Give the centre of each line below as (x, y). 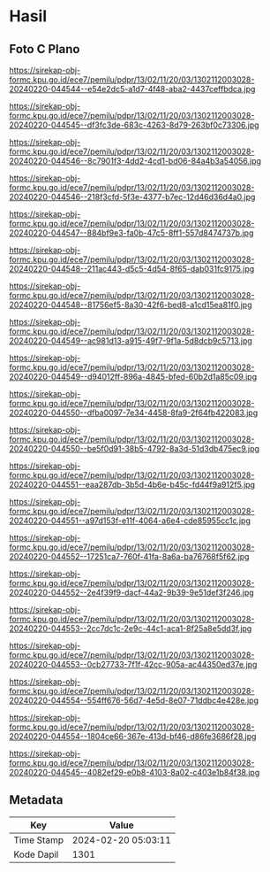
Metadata (36, 800)
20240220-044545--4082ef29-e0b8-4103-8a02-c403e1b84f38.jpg (135, 772)
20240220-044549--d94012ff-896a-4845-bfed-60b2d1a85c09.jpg (133, 377)
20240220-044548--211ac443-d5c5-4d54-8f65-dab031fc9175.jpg (132, 269)
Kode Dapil (36, 854)
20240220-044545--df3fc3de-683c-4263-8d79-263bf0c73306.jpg (134, 125)
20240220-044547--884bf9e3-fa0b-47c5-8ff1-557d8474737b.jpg (131, 233)
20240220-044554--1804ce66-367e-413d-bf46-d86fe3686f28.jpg (133, 736)
